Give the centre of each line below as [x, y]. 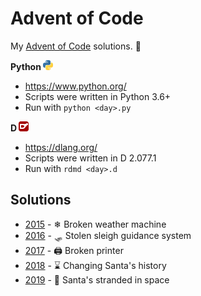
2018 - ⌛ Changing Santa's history [95, 265]
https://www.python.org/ [75, 86]
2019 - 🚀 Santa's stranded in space [97, 279]
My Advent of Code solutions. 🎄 [76, 46]
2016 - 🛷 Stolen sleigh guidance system [108, 235]
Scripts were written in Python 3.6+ [98, 96]
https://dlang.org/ [61, 147]
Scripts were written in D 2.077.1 [90, 158]
